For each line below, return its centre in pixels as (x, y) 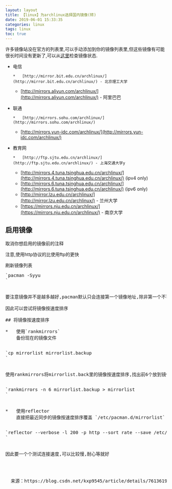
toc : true (16, 34)
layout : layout (21, 10)
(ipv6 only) (136, 189)
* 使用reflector (27, 411)
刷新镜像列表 (19, 265)
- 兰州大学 (107, 200)
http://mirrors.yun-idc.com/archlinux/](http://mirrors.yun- (83, 132)
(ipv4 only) (137, 178)
